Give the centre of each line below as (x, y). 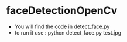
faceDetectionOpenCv (62, 11)
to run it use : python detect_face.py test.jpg (68, 32)
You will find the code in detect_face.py (62, 26)
